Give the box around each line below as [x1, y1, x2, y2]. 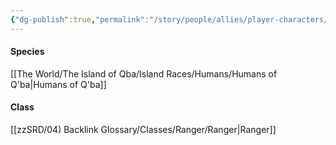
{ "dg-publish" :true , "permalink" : [10, 14, 150, 25]
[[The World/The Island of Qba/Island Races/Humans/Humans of [10, 67, 278, 80]
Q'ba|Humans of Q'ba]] [10, 78, 107, 90]
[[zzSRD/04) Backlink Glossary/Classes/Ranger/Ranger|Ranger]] [10, 124, 277, 136]
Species [10, 46, 45, 58]
